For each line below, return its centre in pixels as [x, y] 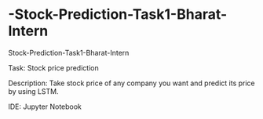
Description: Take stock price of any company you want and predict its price [131, 83]
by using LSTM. [33, 91]
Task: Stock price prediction [54, 67]
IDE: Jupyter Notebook [45, 106]
